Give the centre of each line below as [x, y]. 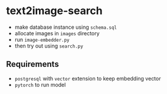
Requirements [32, 64]
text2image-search [55, 11]
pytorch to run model [40, 85]
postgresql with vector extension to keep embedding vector [88, 78]
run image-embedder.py [42, 39]
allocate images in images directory [57, 33]
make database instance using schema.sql [66, 27]
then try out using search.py [49, 46]
